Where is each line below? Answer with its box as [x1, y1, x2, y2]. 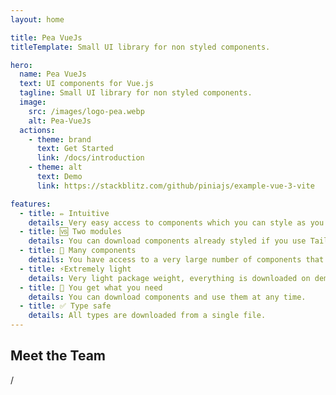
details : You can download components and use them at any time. [28, 292, 307, 302]
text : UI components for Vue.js [19, 79, 155, 89]
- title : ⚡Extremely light [19, 264, 132, 274]
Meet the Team [10, 347, 106, 365]
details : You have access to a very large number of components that [28, 255, 325, 265]
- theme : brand [28, 134, 92, 145]
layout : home [10, 14, 65, 25]
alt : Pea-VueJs [28, 116, 92, 126]
